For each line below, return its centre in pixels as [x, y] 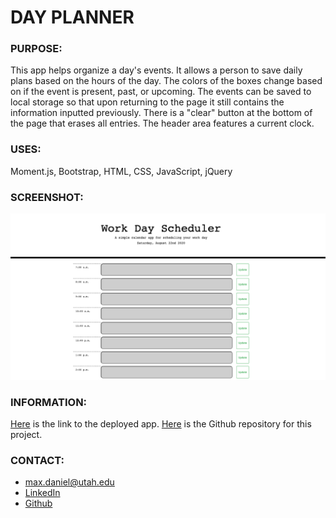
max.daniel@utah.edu [69, 482]
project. [26, 435]
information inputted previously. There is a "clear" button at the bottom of [161, 113]
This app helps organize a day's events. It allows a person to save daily [156, 70]
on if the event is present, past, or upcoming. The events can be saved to [161, 92]
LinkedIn [42, 493]
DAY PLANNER [72, 17]
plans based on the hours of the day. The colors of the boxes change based [166, 81]
